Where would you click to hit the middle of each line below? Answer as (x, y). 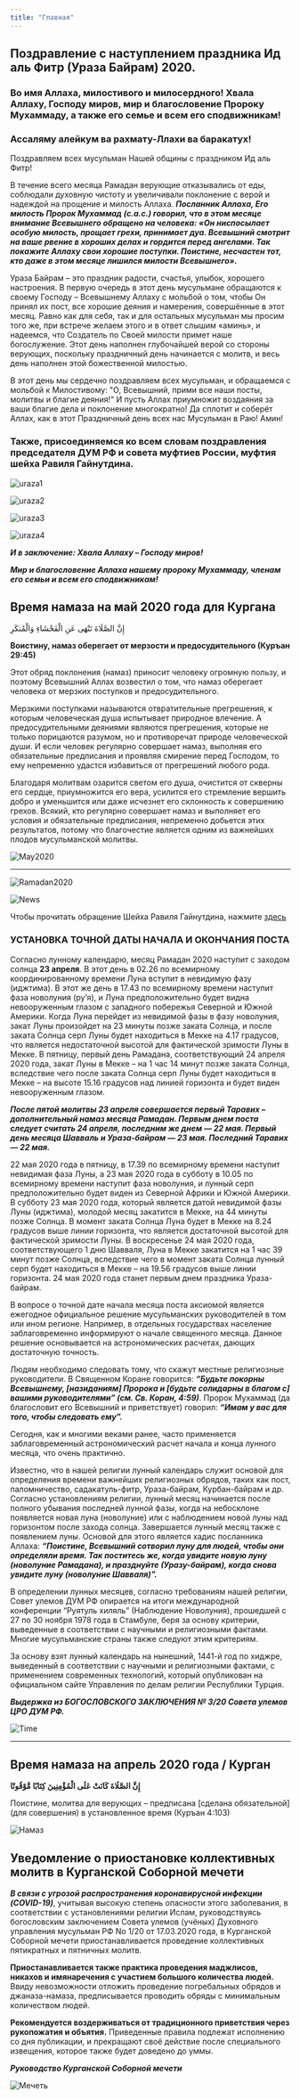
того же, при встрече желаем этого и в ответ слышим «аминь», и (135, 325)
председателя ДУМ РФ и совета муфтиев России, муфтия (143, 453)
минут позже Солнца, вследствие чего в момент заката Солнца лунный (147, 1259)
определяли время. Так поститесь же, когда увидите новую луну (139, 1555)
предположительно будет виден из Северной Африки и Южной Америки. (150, 1192)
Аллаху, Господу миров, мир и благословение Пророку (138, 103)
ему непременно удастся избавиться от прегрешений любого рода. (140, 765)
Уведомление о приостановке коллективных (142, 1858)
